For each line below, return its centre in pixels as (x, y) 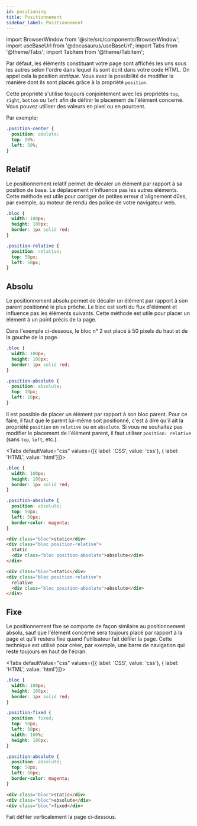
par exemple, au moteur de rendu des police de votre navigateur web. (91, 203)
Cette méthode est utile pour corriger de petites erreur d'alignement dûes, (97, 196)
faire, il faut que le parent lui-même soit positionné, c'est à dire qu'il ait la (95, 420)
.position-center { (30, 129)
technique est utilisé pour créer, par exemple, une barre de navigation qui (96, 645)
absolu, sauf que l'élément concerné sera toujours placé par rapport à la (94, 633)
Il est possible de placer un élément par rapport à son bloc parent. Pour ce (97, 414)
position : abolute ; (35, 134)
